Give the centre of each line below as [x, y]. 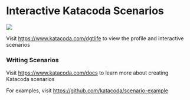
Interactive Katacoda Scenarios [85, 11]
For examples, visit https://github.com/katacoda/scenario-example [87, 91]
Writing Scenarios [32, 60]
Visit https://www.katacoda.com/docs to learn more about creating [87, 73]
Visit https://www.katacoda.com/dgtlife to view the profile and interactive [95, 38]
